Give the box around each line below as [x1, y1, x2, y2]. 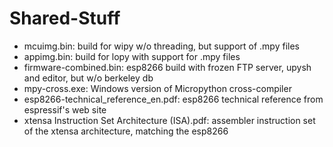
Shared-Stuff [9, 7, 121, 30]
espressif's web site [23, 103, 107, 116]
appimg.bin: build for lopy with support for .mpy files [23, 50, 241, 62]
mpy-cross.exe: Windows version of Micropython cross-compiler [23, 82, 292, 94]
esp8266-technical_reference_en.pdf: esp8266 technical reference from [23, 93, 324, 105]
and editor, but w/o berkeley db [23, 72, 154, 84]
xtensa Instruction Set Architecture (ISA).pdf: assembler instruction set [23, 114, 316, 126]
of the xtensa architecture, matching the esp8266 [23, 125, 229, 137]
